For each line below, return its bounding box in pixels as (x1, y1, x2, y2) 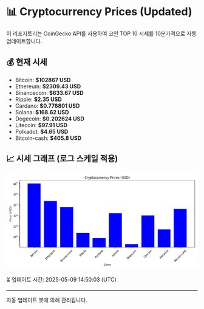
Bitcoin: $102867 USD (15, 76, 71, 83)
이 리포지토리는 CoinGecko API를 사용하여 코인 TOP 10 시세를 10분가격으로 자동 (6, 30, 197, 37)
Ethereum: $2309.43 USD (15, 83, 81, 90)
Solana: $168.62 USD (15, 108, 69, 116)
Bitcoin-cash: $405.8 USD (15, 134, 82, 142)
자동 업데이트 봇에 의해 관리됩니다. (6, 296, 87, 304)
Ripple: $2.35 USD (15, 95, 62, 103)
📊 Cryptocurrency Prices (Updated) (6, 5, 192, 19)
